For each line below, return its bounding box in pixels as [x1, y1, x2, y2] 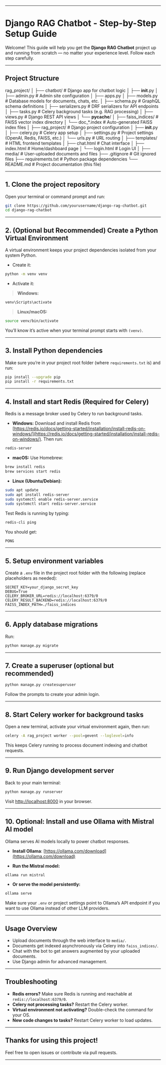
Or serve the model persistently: [12, 881, 81, 887]
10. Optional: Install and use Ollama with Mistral [5, 818, 154, 826]
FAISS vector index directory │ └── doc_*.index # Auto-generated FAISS [5, 119, 153, 125]
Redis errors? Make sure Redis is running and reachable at [12, 990, 132, 996]
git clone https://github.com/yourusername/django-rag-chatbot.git [5, 203, 147, 208]
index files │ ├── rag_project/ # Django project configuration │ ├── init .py [5, 124, 158, 130]
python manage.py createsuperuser [5, 683, 77, 687]
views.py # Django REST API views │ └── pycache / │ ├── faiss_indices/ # [5, 114, 159, 120]
